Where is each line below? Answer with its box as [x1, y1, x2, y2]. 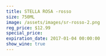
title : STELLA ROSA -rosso [6, 8, 72, 15]
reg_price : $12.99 [6, 24, 51, 31]
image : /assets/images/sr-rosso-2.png [6, 19, 100, 25]
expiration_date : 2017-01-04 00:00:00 [6, 36, 100, 41]
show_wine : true [6, 41, 45, 47]
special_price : [6, 30, 43, 36]
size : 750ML [6, 14, 35, 20]
